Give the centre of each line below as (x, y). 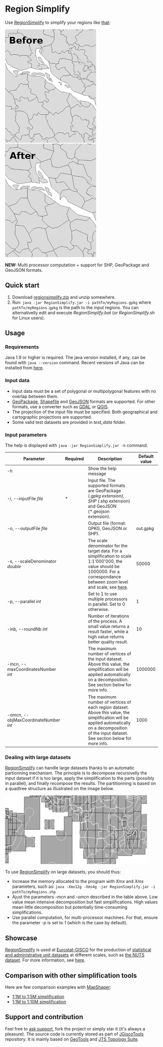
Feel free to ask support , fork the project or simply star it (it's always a (75, 1029)
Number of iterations (109, 616)
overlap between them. (35, 396)
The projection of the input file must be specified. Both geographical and (85, 412)
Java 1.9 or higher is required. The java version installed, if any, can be (75, 358)
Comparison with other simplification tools (71, 975)
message (97, 474)
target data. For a (105, 551)
